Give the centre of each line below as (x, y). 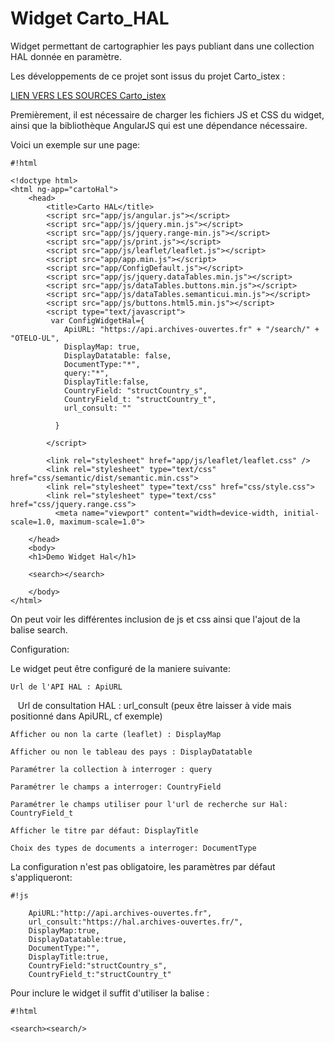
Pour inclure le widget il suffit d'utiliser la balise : (110, 993)
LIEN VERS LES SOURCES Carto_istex (88, 95)
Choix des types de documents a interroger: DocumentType (133, 848)
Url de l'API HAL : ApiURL (66, 687)
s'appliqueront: (41, 877)
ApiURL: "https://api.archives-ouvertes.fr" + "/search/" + (191, 329)
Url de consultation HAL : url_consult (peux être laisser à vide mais (154, 705)
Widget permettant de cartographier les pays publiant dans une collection (162, 46)
